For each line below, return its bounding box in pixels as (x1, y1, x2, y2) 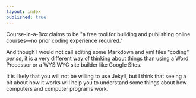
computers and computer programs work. (6, 85, 109, 92)
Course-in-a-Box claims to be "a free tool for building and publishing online (6, 30, 191, 37)
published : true (6, 14, 46, 20)
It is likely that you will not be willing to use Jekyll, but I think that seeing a (6, 72, 186, 80)
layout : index (6, 8, 42, 15)
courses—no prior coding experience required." (6, 37, 123, 44)
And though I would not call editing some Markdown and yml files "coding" (6, 48, 189, 55)
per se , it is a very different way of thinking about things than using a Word (6, 55, 189, 62)
